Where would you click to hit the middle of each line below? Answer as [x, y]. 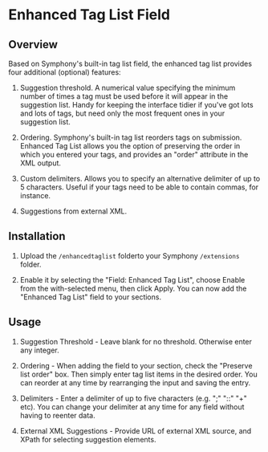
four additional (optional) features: [65, 72]
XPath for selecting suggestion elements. [88, 439]
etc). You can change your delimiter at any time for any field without [132, 406]
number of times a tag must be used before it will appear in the [124, 96]
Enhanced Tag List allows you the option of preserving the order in [130, 146]
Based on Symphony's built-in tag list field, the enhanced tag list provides [130, 63]
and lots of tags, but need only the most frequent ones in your [122, 113]
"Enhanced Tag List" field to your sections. [91, 297]
